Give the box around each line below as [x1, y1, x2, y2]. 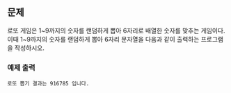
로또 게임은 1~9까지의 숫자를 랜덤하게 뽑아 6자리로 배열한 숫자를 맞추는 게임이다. [7, 26, 225, 35]
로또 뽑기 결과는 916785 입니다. [7, 81, 90, 87]
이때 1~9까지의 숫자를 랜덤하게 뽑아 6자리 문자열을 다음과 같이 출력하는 [7, 35, 200, 43]
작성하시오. [14, 44, 45, 52]
